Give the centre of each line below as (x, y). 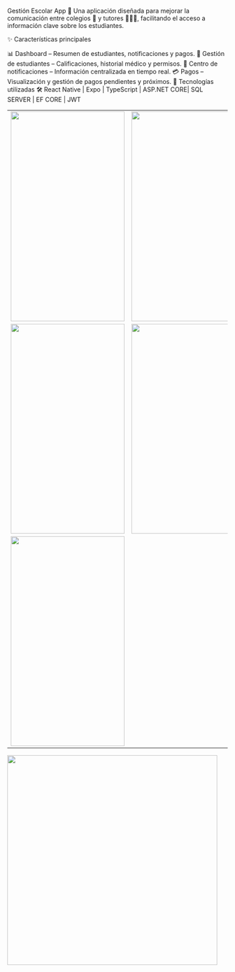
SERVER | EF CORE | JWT (44, 99)
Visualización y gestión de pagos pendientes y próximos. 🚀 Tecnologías (111, 81)
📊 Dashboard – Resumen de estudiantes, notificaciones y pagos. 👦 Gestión (116, 53)
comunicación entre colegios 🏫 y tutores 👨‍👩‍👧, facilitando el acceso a (106, 18)
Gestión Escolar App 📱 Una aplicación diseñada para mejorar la (99, 11)
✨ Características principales (49, 39)
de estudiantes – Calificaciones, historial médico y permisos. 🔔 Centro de (113, 64)
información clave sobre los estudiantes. (66, 26)
